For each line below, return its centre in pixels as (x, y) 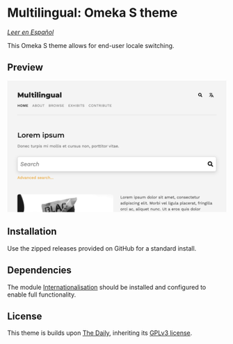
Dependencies (39, 271)
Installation (32, 232)
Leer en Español (31, 32)
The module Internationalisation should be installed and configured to (107, 287)
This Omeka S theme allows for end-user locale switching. (91, 45)
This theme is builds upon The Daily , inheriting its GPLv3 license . (100, 333)
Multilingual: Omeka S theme (93, 13)
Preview (25, 68)
